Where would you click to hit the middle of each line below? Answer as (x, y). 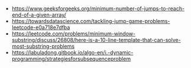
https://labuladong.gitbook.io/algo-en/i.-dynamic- (72, 52)
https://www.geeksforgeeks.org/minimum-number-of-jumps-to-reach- (98, 9)
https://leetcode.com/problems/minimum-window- (74, 34)
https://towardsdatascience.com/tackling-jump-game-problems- (91, 21)
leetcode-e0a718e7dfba (41, 27)
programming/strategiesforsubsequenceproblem (71, 59)
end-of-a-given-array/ (39, 15)
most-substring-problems (43, 46)
